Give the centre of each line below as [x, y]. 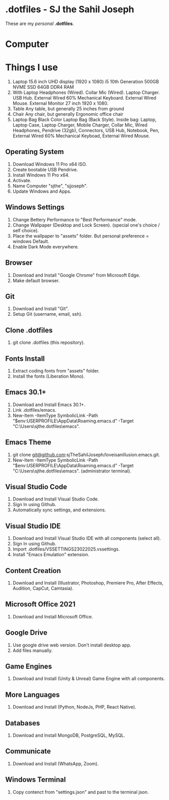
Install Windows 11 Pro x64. [41, 175]
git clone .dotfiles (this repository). [49, 342]
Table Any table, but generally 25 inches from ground [68, 109]
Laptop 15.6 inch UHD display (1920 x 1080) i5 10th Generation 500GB [86, 82]
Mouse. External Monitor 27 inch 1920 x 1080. [60, 104]
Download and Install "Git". [41, 309]
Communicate [28, 751]
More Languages [32, 695]
